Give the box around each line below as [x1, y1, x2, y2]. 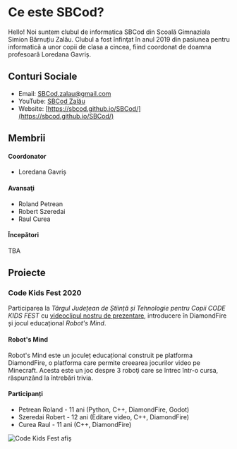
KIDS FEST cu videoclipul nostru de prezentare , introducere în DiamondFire [8, 311, 227, 320]
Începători [8, 231, 39, 239]
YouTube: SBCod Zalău [18, 97, 85, 105]
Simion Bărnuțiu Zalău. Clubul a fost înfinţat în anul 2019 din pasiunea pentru [8, 35, 230, 43]
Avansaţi [8, 184, 35, 192]
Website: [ [18, 104, 49, 113]
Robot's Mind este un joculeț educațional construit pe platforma [8, 351, 193, 359]
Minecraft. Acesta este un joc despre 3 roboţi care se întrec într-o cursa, [8, 366, 219, 374]
